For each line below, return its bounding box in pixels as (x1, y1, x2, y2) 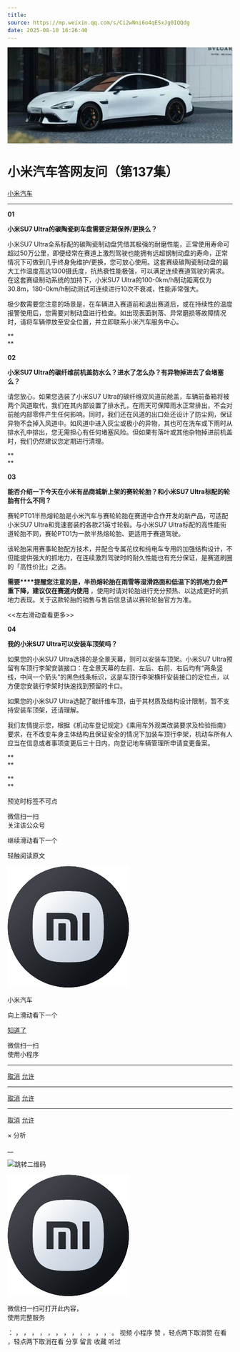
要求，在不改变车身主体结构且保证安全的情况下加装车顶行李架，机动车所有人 (7, 730, 233, 738)
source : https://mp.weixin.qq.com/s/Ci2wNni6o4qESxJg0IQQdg (7, 19, 191, 26)
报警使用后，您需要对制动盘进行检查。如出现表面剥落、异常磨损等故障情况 (7, 308, 226, 317)
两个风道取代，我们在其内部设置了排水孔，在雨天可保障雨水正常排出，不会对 (7, 401, 233, 409)
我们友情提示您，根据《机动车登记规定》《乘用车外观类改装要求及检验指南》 (7, 720, 230, 729)
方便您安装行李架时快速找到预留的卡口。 (7, 681, 126, 690)
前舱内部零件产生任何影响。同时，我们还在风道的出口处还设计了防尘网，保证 (7, 409, 233, 418)
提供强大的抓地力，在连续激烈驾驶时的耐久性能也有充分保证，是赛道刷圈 (19, 553, 233, 562)
